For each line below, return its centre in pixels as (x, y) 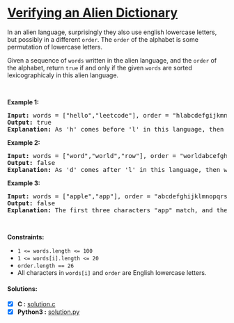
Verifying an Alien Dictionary (93, 13)
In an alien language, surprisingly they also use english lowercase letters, (112, 32)
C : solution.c (36, 304)
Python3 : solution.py (48, 312)
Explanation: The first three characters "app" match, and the (117, 210)
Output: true (30, 122)
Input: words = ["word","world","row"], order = (92, 156)
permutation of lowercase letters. (55, 47)
